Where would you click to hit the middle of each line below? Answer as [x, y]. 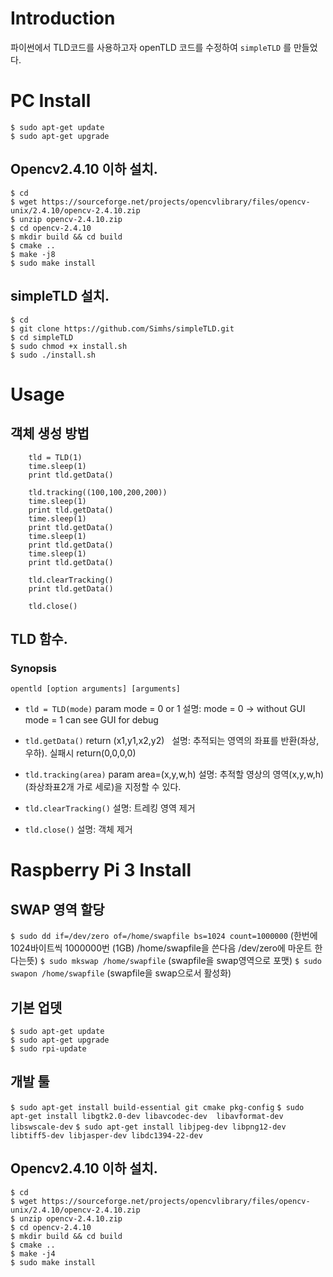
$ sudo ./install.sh [53, 355]
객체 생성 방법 [50, 433]
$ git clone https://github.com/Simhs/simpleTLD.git [122, 328]
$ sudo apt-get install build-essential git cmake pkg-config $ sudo [157, 1107]
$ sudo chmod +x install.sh [69, 346]
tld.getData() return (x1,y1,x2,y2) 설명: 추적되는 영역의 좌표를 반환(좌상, [172, 741]
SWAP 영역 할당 [57, 909]
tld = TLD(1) [55, 457]
